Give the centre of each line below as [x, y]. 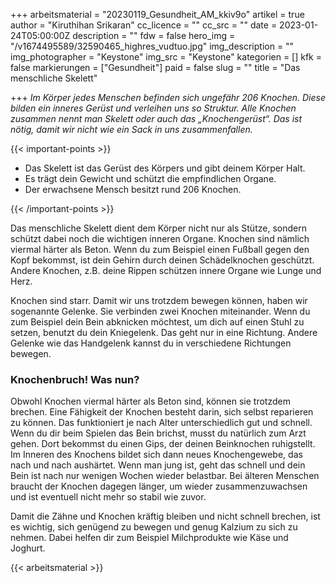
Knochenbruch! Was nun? [75, 379]
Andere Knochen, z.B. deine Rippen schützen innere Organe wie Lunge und [166, 270]
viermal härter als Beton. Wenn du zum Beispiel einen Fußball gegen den [160, 249]
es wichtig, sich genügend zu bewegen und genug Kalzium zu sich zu [154, 527]
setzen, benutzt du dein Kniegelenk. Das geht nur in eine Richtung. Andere [164, 332]
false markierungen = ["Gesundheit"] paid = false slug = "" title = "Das [155, 67]
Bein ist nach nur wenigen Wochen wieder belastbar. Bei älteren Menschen [165, 476]
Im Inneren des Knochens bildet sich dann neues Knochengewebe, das [156, 455]
